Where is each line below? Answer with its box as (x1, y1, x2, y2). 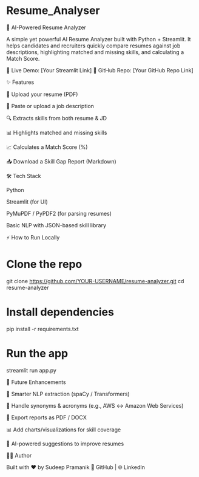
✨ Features (6, 78, 35, 86)
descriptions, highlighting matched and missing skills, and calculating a (6, 48, 184, 55)
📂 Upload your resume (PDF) (6, 91, 78, 98)
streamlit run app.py (6, 366, 56, 374)
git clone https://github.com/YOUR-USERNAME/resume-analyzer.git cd (6, 277, 184, 284)
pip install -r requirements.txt (6, 325, 79, 332)
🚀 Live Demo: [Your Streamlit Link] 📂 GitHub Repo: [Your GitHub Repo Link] (6, 66, 194, 74)
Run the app (6, 347, 69, 360)
